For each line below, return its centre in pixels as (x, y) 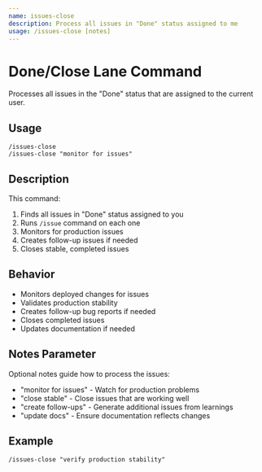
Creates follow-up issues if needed (79, 240)
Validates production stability (69, 303)
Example (31, 441)
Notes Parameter (52, 354)
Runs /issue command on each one (80, 223)
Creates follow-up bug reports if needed (88, 311)
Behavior (32, 275)
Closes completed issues (62, 320)
